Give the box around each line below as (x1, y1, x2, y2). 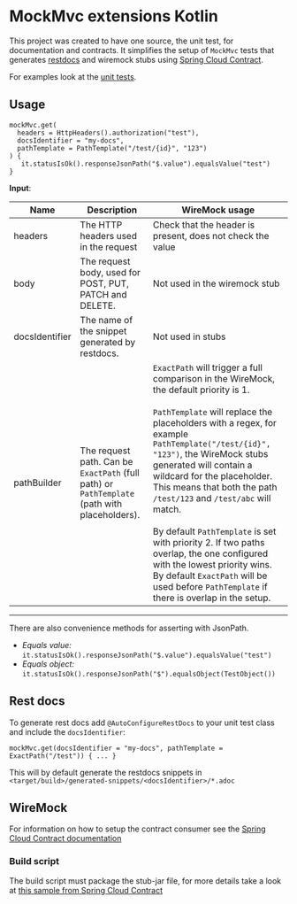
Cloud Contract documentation (9, 833, 122, 844)
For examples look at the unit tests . (9, 71, 137, 81)
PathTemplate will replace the (153, 406, 273, 418)
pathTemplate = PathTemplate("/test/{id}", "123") (17, 143, 208, 152)
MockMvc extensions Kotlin (9, 6, 218, 27)
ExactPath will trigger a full (153, 361, 263, 374)
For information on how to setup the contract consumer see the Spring (9, 823, 267, 834)
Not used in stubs (153, 330, 226, 343)
